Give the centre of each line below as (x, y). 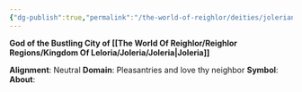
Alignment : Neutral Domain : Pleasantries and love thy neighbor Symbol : (144, 70)
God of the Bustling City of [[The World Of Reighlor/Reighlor (124, 43)
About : (22, 79)
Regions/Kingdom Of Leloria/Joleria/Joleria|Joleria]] (110, 52)
